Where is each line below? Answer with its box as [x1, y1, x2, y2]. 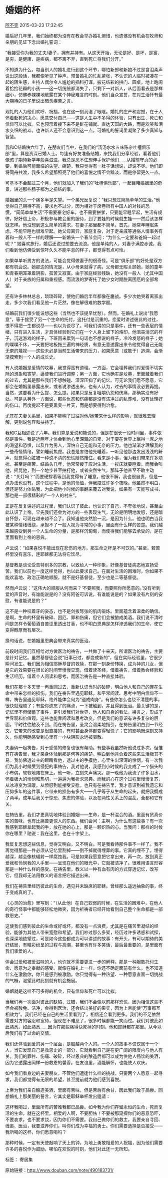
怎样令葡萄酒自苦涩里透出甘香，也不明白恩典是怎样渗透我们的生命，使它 [13, 621, 163, 627]
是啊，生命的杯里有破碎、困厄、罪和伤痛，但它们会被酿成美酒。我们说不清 [5, 614, 158, 620]
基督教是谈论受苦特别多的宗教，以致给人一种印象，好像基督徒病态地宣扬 [5, 561, 154, 567]
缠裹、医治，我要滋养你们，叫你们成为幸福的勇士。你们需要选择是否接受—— [5, 1122, 163, 1128]
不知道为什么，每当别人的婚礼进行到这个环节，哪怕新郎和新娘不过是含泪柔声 [5, 66, 163, 73]
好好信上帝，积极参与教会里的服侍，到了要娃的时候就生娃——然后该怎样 [13, 215, 163, 221]
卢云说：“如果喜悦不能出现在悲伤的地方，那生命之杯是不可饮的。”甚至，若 [5, 544, 156, 551]
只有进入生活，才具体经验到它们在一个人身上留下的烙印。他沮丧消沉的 [13, 329, 158, 335]
